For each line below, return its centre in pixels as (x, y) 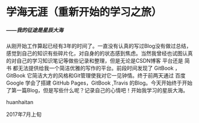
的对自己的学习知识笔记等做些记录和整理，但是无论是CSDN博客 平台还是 (95, 61)
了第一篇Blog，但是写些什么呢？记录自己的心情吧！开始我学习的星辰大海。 (97, 90)
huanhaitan (20, 102)
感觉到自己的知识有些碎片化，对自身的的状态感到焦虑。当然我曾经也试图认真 (99, 53)
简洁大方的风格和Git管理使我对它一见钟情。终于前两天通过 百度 (109, 76)
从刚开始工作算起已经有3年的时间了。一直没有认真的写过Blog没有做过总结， (99, 46)
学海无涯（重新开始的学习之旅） (84, 12)
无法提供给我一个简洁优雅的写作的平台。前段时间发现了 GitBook (95, 68)
